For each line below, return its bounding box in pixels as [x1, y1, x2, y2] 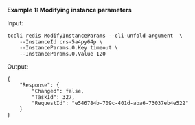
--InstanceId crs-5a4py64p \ [19, 38, 103, 45]
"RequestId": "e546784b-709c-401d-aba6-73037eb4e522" [32, 100, 189, 106]
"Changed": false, [32, 88, 84, 95]
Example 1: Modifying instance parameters [7, 6, 132, 14]
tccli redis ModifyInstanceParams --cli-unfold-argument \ [7, 32, 183, 39]
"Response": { [19, 82, 60, 89]
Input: [7, 19, 24, 27]
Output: [7, 62, 29, 71]
